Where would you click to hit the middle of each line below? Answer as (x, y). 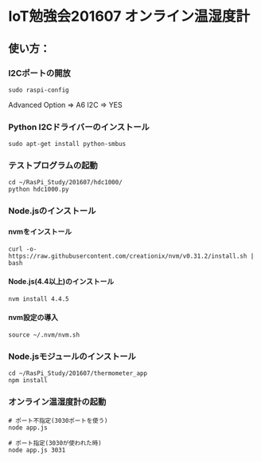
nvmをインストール (40, 231)
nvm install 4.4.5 (39, 299)
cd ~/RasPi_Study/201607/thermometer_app (78, 373)
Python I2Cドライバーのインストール (79, 127)
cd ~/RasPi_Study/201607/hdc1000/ (66, 183)
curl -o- (23, 249)
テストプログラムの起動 (53, 166)
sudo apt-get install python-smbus (67, 144)
